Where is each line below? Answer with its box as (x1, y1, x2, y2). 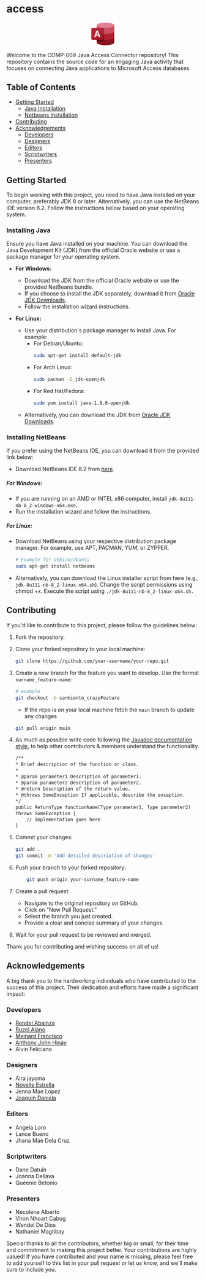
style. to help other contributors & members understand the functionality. (15, 743, 199, 750)
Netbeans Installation (24, 111, 78, 119)
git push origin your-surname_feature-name (26, 877, 139, 883)
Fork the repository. (15, 633, 65, 641)
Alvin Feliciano (15, 1046, 52, 1053)
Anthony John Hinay (15, 1039, 67, 1046)
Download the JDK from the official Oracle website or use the (24, 277, 179, 284)
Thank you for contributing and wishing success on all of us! (6, 943, 159, 950)
